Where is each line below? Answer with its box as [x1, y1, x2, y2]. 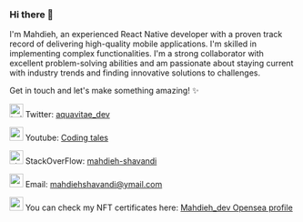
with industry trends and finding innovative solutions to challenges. [9, 67, 261, 78]
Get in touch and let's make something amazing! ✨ [9, 86, 199, 96]
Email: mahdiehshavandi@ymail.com [25, 179, 163, 190]
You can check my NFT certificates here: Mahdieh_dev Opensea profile [25, 202, 293, 213]
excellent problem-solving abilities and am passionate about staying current [9, 58, 294, 69]
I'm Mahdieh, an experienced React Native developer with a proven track [9, 29, 283, 40]
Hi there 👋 [9, 8, 55, 21]
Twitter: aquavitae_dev [25, 109, 111, 120]
